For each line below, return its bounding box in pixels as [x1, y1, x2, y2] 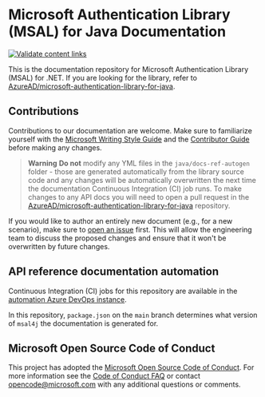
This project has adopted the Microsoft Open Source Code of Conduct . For [8, 363, 255, 372]
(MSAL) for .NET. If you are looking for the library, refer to [8, 73, 198, 82]
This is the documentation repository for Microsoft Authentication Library [8, 64, 249, 73]
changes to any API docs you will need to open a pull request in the [27, 192, 250, 201]
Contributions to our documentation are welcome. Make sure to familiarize [8, 125, 253, 135]
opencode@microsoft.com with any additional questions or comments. [8, 379, 241, 389]
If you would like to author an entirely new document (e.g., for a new [8, 216, 233, 225]
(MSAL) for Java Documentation [8, 22, 226, 41]
